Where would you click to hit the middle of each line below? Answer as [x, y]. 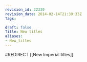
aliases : [14, 36]
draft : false [18, 27]
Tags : [11, 18]
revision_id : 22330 [25, 9]
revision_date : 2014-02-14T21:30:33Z [43, 14]
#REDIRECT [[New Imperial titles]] [39, 54]
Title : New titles [24, 32]
